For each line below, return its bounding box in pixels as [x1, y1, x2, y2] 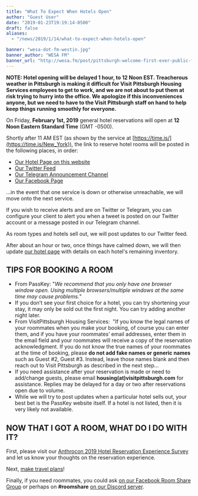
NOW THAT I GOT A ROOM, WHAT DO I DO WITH [6, 423, 187, 433]
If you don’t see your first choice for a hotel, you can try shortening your [14, 299, 190, 307]
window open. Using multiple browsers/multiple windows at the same [14, 287, 184, 294]
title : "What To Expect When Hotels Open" [6, 8, 112, 15]
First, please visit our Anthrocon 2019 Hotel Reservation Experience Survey [6, 448, 189, 455]
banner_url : [6, 57, 35, 64]
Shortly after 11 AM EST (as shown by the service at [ [6, 134, 134, 142]
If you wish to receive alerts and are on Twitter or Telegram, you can [6, 206, 172, 213]
